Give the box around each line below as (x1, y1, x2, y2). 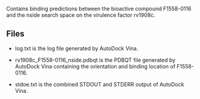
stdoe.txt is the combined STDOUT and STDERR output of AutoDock (14, 80, 184, 88)
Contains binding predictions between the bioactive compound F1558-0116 (6, 5, 192, 12)
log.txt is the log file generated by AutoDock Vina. (14, 44, 138, 52)
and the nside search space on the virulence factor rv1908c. (6, 11, 156, 19)
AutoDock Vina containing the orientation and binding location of (14, 62, 176, 70)
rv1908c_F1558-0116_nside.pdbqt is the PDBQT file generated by (14, 56, 176, 64)
